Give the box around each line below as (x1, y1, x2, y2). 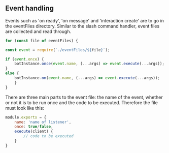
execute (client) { (14, 129, 53, 134)
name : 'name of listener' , (14, 119, 72, 125)
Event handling (5, 4, 54, 13)
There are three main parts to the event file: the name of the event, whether (5, 94, 163, 100)
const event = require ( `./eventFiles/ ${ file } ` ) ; (5, 47, 110, 52)
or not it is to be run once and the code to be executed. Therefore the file (5, 99, 158, 106)
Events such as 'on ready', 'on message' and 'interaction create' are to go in (5, 17, 164, 23)
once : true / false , (14, 124, 53, 129)
